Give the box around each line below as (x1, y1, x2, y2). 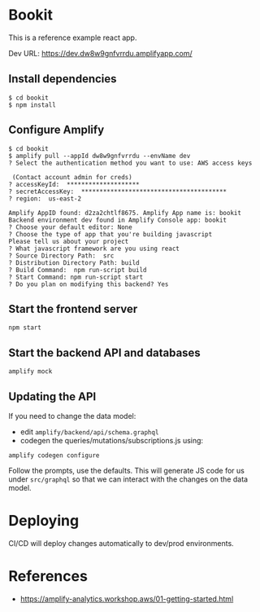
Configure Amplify (8, 123, 105, 137)
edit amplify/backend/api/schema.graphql (19, 427, 159, 437)
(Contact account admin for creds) (11, 173, 132, 181)
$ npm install (8, 100, 57, 109)
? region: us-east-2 (8, 194, 82, 203)
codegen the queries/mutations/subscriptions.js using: (19, 436, 204, 445)
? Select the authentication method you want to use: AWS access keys (8, 159, 253, 167)
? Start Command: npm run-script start (8, 273, 144, 281)
